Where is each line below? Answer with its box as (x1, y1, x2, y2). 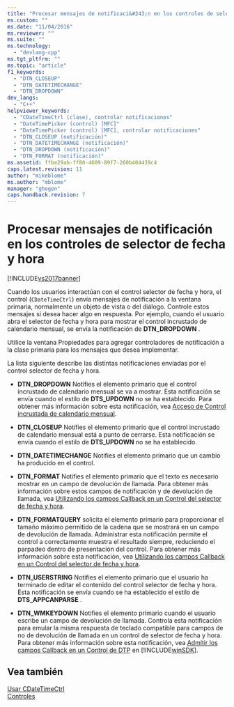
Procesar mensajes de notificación (7, 222, 213, 238)
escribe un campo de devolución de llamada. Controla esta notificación (17, 616, 222, 625)
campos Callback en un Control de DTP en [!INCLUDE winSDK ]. (17, 646, 198, 655)
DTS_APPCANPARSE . (17, 596, 82, 604)
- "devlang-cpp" (13, 49, 61, 56)
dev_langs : (7, 95, 39, 102)
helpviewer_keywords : (7, 107, 70, 114)
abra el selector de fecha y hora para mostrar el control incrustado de (7, 318, 208, 326)
